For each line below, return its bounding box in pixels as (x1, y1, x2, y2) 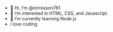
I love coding (10, 21, 37, 27)
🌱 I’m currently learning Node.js (10, 16, 77, 21)
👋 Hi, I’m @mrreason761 (10, 5, 61, 11)
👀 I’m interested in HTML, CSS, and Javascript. (10, 10, 108, 16)
